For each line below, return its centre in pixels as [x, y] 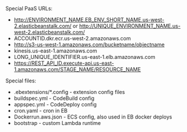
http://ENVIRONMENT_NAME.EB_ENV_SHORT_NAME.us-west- [89, 20]
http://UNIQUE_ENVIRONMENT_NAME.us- [130, 26]
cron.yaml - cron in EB [40, 111]
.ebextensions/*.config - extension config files [69, 92]
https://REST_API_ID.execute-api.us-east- [64, 63]
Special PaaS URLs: [29, 8]
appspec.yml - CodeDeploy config [55, 104]
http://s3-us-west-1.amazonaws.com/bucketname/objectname [89, 44]
